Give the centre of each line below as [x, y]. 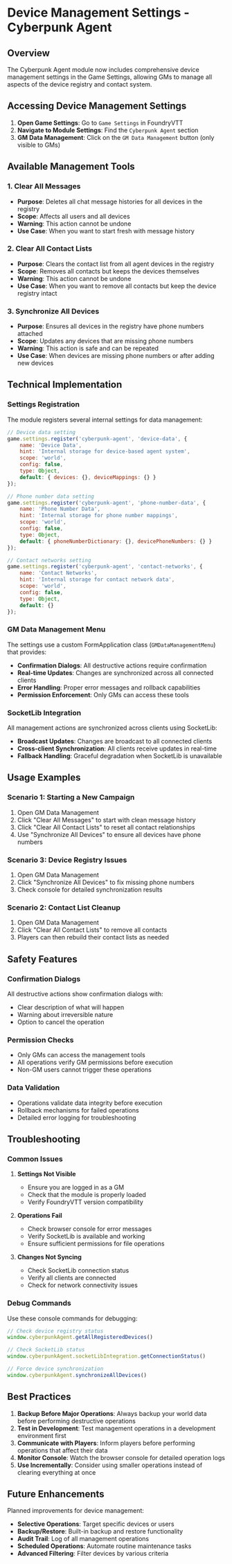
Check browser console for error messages [90, 1229]
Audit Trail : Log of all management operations [83, 1539]
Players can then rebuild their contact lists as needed [93, 937]
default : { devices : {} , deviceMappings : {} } [88, 477]
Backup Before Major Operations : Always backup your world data [112, 1413]
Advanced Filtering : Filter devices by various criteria [93, 1554]
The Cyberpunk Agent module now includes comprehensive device [103, 70]
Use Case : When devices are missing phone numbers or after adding [116, 356]
